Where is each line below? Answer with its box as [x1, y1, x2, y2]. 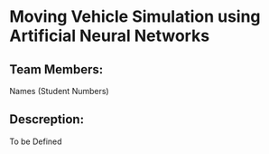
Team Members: [9, 62, 104, 77]
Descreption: [9, 111, 84, 128]
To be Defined [9, 136, 62, 147]
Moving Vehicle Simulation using [9, 6, 261, 27]
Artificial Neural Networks [9, 25, 210, 46]
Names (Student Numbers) [9, 86, 110, 96]
